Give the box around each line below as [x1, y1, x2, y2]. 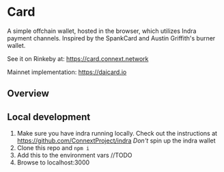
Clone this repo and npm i [16, 144, 90, 152]
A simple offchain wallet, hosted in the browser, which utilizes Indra [7, 27, 197, 35]
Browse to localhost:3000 [16, 158, 90, 167]
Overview [7, 88, 50, 99]
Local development [7, 111, 91, 123]
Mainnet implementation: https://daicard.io [7, 68, 127, 76]
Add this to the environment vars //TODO [16, 151, 132, 160]
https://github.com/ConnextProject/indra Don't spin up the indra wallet [16, 136, 216, 145]
